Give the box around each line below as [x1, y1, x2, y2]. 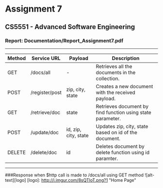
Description [112, 55, 140, 62]
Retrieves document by [96, 103, 149, 110]
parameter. [96, 115, 121, 122]
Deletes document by [96, 143, 145, 150]
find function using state [96, 109, 151, 116]
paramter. [96, 155, 118, 162]
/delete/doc [31, 149, 57, 156]
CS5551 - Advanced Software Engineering [5, 23, 135, 31]
